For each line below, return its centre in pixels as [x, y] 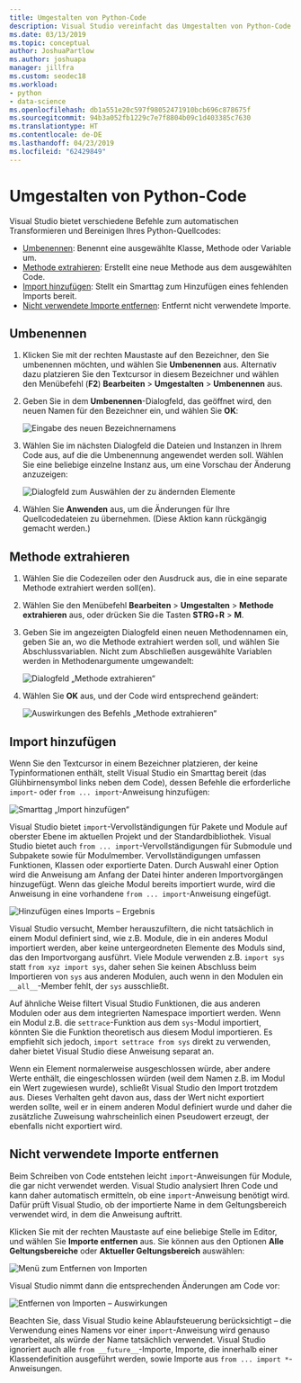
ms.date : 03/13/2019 [48, 34]
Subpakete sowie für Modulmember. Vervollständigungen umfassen [135, 855]
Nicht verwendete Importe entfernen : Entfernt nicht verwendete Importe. [157, 305]
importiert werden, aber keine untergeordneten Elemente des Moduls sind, [147, 947]
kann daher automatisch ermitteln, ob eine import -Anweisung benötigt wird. [150, 1195]
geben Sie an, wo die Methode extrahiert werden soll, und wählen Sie [151, 642]
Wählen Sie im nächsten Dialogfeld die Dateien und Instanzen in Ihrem [152, 445]
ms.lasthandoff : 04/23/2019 [62, 143]
